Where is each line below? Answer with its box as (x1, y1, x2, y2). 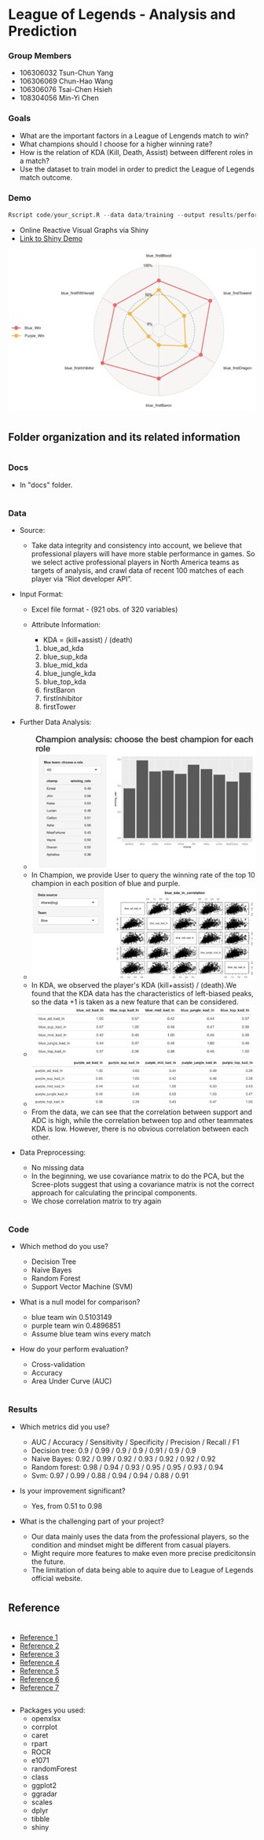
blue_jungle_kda (42, 669, 97, 678)
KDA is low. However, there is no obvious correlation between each (31, 1124, 249, 1133)
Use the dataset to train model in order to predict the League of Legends (19, 164, 255, 174)
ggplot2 (31, 1781, 57, 1790)
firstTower (42, 702, 76, 711)
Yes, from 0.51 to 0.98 (31, 1501, 103, 1510)
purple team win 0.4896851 (31, 1321, 121, 1331)
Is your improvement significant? (19, 1486, 126, 1495)
